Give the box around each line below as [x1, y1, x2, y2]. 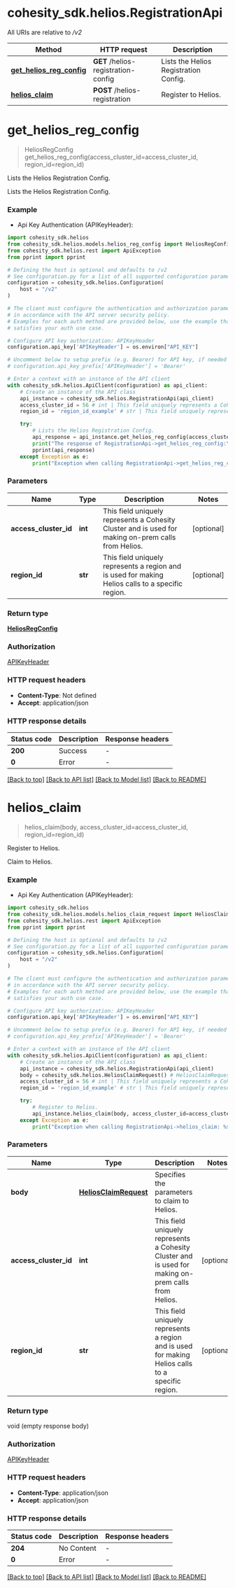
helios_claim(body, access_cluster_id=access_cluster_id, [24, 822, 189, 831]
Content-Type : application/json [17, 1489, 108, 1497]
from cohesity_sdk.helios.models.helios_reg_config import [7, 241, 183, 248]
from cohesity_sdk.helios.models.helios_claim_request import [7, 911, 192, 918]
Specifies [155, 1169, 186, 1179]
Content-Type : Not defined [17, 691, 97, 699]
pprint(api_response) [32, 447, 96, 454]
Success [58, 745, 87, 755]
